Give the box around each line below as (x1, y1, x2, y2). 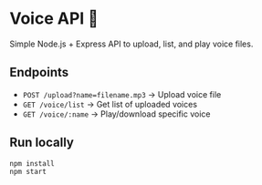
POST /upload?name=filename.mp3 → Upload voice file (22, 88, 222, 99)
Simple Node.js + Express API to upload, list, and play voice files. (9, 38, 254, 49)
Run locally (9, 135, 75, 150)
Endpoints (9, 65, 69, 80)
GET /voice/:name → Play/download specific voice (22, 108, 211, 119)
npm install (9, 159, 55, 168)
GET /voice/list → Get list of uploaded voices (22, 98, 198, 109)
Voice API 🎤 (9, 8, 99, 29)
